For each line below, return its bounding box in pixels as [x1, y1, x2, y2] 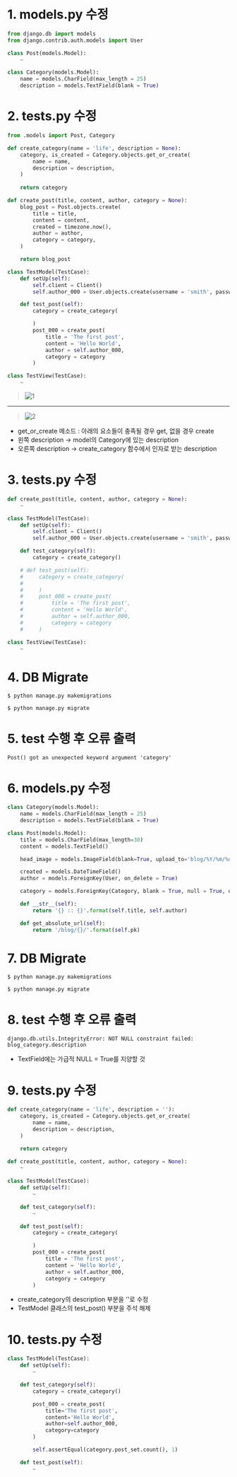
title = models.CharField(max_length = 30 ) [20, 836, 143, 843]
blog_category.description [7, 1041, 87, 1049]
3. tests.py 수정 [7, 472, 97, 488]
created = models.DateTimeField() [20, 868, 121, 875]
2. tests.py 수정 [7, 108, 97, 124]
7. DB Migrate [7, 950, 87, 966]
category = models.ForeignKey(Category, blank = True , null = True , [20, 888, 226, 895]
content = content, [32, 216, 90, 223]
